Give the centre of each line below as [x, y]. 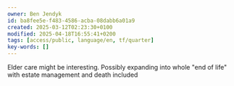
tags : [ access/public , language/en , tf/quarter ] [81, 41]
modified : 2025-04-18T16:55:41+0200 [62, 34]
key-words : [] [28, 47]
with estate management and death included [73, 75]
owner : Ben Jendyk [34, 14]
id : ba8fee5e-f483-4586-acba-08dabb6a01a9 [71, 21]
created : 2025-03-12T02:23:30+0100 [60, 27]
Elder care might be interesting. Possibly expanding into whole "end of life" [117, 67]
